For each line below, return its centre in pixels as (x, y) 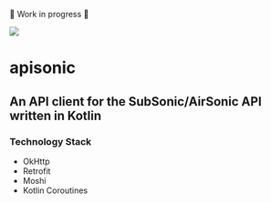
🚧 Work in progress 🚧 (49, 14)
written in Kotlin (56, 115)
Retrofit (36, 171)
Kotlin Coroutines (55, 190)
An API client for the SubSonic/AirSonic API (135, 101)
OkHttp (36, 161)
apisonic (42, 68)
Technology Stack (51, 141)
